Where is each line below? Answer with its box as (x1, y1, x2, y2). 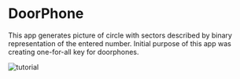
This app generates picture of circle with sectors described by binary (8, 31, 232, 40)
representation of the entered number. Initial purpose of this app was (8, 38, 232, 48)
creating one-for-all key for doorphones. (8, 47, 139, 56)
